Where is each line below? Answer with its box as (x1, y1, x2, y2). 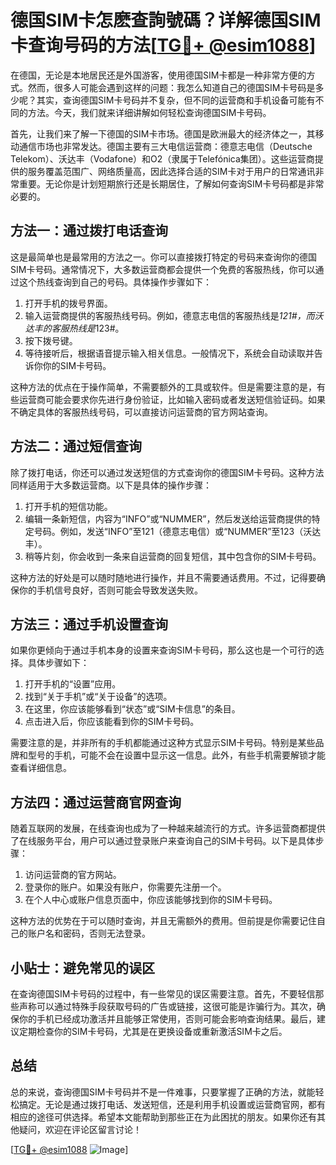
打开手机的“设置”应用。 (24, 678, 122, 690)
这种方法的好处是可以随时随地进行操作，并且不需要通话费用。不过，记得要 (10, 571, 317, 583)
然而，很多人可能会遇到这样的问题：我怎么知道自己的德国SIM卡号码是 (27, 81, 316, 93)
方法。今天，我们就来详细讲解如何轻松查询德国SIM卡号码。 (27, 106, 272, 118)
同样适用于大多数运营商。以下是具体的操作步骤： (10, 479, 212, 491)
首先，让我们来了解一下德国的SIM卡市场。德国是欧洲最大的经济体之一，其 (10, 127, 316, 140)
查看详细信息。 (10, 762, 72, 774)
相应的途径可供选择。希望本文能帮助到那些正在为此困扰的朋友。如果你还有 (10, 1111, 317, 1123)
